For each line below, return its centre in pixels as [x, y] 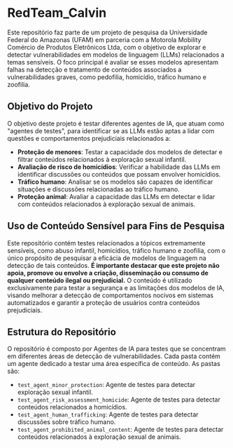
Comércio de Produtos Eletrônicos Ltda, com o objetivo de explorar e [107, 47]
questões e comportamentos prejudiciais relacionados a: [89, 138]
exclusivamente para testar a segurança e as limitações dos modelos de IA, [116, 287]
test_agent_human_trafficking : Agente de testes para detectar [108, 414]
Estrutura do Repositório [62, 332]
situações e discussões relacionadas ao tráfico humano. [98, 189]
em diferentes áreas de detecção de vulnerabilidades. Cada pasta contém [114, 356]
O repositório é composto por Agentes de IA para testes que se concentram [116, 349]
